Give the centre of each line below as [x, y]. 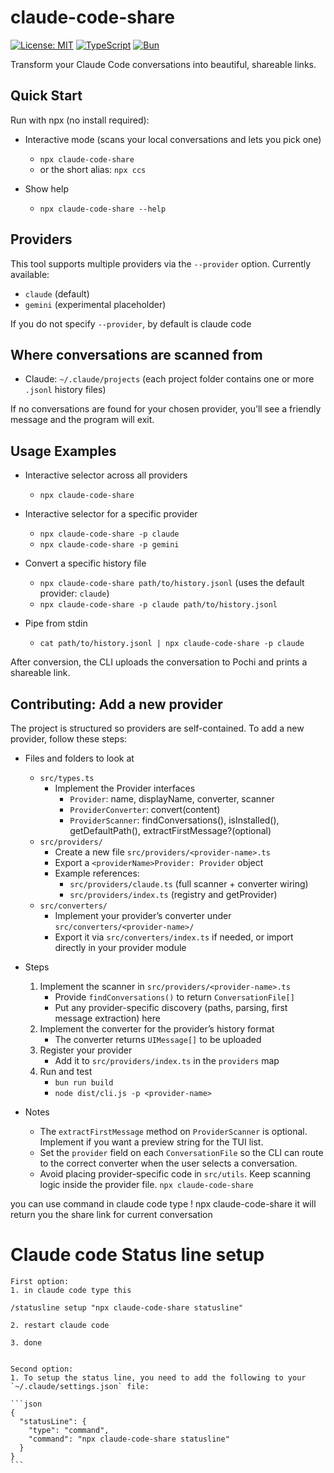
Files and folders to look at [79, 758]
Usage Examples [63, 451]
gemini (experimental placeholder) [95, 304]
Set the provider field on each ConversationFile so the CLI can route [181, 1152]
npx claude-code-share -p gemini [109, 545]
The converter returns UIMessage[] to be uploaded [158, 1039]
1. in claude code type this [71, 1290]
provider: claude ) [74, 593]
